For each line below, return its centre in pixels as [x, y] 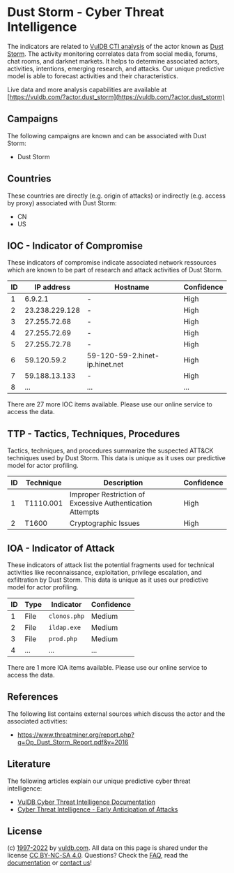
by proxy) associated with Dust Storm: [62, 203]
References [33, 697]
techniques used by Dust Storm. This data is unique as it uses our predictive [117, 458]
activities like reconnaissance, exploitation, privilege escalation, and [104, 572]
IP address [53, 287]
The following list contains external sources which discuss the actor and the [116, 714]
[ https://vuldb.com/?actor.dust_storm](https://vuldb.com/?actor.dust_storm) [116, 97]
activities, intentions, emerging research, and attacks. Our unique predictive [116, 68]
